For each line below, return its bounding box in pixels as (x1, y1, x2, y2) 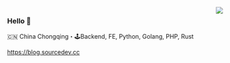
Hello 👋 (7, 16, 31, 26)
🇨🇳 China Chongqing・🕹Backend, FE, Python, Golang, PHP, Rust (7, 33, 194, 41)
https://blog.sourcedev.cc (7, 48, 80, 56)
